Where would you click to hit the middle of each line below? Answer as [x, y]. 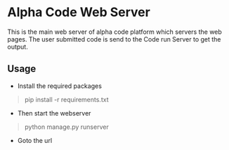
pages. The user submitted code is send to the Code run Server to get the [114, 39]
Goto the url [35, 140]
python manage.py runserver [66, 127]
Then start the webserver [54, 113]
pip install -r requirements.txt [66, 99]
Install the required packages [59, 86]
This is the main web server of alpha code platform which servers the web [115, 32]
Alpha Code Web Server [79, 12]
